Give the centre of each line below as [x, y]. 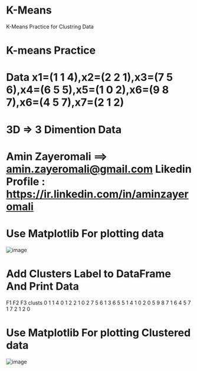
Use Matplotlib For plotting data [85, 233]
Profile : [26, 181]
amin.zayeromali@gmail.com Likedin [99, 169]
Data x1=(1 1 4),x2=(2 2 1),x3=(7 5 [90, 78]
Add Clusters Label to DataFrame [88, 273]
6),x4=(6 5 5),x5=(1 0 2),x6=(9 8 [88, 90]
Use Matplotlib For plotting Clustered [98, 332]
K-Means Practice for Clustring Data [50, 27]
